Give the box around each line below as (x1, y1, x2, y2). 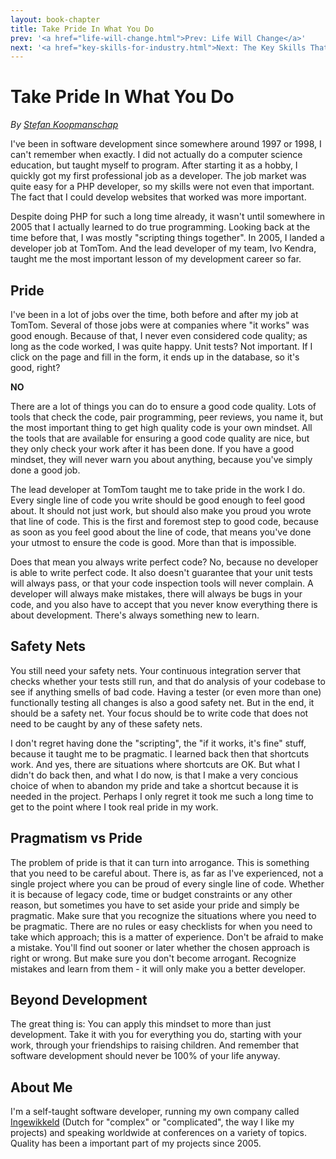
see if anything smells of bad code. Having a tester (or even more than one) (10, 686, 322, 698)
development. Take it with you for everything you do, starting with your (10, 1029, 303, 1041)
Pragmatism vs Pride (10, 830, 143, 847)
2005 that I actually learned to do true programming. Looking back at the (10, 221, 311, 233)
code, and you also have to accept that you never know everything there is (10, 599, 318, 610)
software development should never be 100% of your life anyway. (10, 1050, 281, 1062)
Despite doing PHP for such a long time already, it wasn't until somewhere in (10, 211, 325, 223)
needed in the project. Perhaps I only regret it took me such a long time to (10, 790, 314, 802)
